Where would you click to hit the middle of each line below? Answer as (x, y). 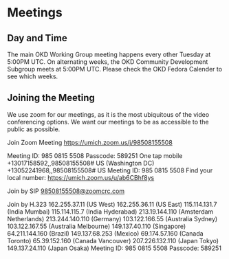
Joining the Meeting (51, 98)
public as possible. (34, 129)
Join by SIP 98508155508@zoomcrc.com (66, 191)
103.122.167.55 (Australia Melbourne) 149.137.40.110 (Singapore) (97, 226)
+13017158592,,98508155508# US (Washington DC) (81, 163)
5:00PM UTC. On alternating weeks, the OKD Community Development (108, 62)
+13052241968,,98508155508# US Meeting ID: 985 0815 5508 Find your (110, 170)
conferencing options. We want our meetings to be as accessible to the (108, 122)
